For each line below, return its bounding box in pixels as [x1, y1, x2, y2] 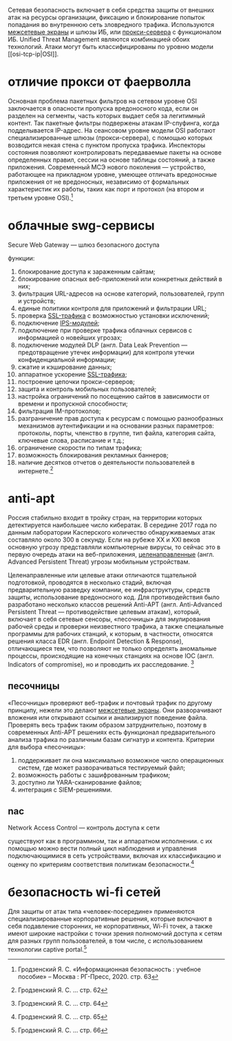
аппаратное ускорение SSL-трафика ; [17, 370, 127, 379]
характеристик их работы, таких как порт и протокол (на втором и [8, 184, 204, 193]
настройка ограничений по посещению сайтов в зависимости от [17, 392, 210, 400]
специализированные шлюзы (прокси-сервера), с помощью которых [8, 133, 213, 142]
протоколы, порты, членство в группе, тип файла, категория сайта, [17, 428, 216, 437]
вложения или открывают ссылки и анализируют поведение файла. [8, 713, 208, 721]
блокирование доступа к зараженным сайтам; [17, 267, 156, 276]
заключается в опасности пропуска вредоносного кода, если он [8, 104, 199, 113]
